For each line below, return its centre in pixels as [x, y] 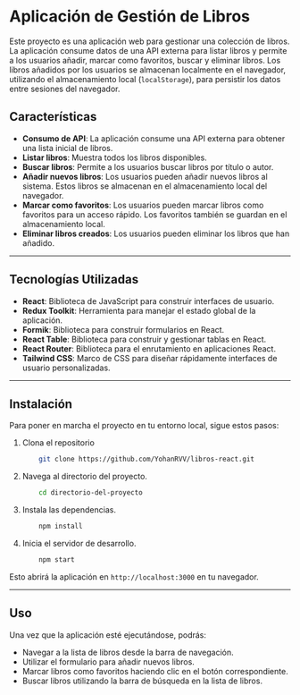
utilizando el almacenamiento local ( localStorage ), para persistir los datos [145, 79]
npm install [61, 526]
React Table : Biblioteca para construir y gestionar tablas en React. [144, 339]
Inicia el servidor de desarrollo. [79, 543]
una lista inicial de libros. [67, 148]
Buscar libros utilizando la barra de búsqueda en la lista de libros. [142, 681]
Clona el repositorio [58, 443]
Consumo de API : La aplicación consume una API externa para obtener [154, 138]
